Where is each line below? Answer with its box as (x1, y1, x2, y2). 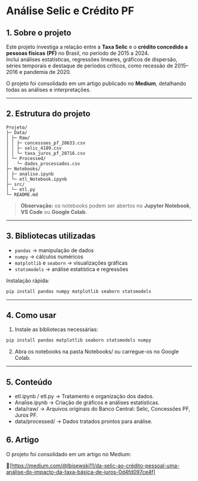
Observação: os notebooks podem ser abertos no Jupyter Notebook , (20, 202, 192, 209)
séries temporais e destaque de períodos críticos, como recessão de (6, 62, 173, 69)
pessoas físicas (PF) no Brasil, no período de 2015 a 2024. (6, 50, 149, 57)
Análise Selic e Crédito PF (6, 4, 134, 18)
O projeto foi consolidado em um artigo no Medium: (6, 450, 131, 457)
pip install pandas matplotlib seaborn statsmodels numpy (6, 337, 151, 343)
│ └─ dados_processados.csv (6, 161, 81, 167)
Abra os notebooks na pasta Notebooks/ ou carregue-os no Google (14, 348, 179, 355)
